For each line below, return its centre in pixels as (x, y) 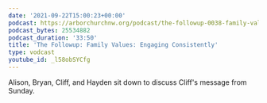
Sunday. (22, 90)
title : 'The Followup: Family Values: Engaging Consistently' (113, 45)
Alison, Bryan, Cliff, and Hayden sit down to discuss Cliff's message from (128, 82)
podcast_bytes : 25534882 (49, 30)
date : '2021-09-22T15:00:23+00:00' (67, 15)
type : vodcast (32, 52)
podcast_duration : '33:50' (53, 38)
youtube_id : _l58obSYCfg (49, 60)
